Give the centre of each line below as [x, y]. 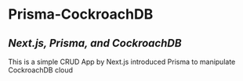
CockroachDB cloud [40, 70]
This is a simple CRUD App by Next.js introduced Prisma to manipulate [122, 62]
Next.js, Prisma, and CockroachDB [95, 43]
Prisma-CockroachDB [81, 14]
